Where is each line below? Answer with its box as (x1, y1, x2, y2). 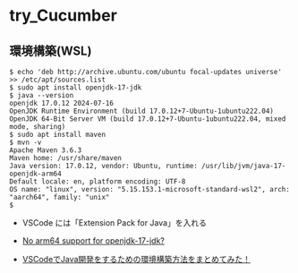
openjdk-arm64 (9, 169, 63, 178)
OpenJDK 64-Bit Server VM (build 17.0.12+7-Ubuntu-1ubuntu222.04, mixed (9, 115, 286, 124)
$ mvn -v (9, 138, 42, 147)
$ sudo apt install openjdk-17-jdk (9, 83, 142, 92)
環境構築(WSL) (9, 43, 92, 58)
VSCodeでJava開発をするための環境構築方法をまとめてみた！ (21, 254, 251, 264)
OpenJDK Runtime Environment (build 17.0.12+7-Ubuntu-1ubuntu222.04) (9, 107, 275, 115)
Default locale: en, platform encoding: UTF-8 (9, 177, 186, 186)
